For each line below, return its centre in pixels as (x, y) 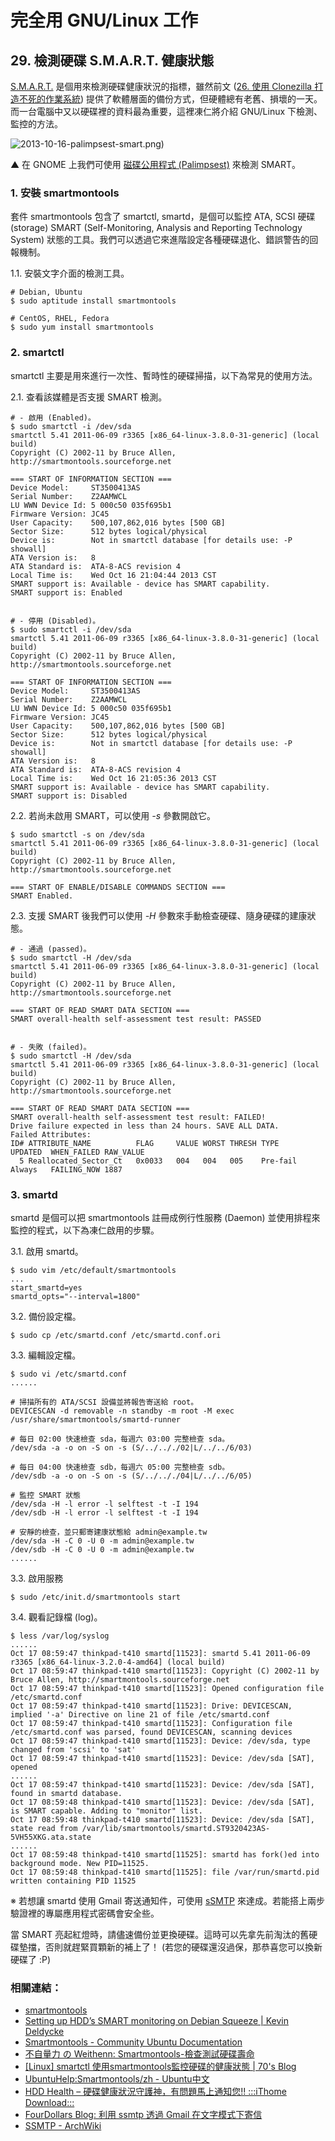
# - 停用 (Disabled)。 (55, 621)
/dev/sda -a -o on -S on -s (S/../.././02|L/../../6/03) (131, 1447)
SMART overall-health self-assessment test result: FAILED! (138, 1117)
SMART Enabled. (42, 896)
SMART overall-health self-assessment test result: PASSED (136, 1019)
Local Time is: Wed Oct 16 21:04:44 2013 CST (113, 575)
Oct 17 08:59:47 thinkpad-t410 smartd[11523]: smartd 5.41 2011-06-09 (160, 1653)
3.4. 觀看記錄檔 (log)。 (56, 1617)
